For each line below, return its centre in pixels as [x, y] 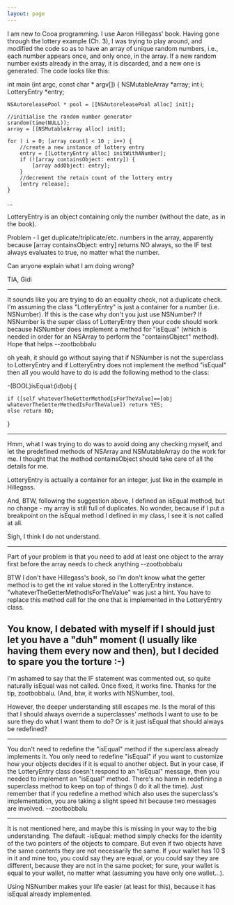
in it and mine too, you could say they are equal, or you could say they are [113, 858]
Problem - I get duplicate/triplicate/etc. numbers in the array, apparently [110, 237]
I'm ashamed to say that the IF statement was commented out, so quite [109, 679]
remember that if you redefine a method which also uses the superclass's [113, 794]
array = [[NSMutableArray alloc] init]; [67, 129]
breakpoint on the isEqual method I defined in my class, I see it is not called [115, 515]
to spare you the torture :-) [66, 662]
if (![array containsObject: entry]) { [78, 159]
